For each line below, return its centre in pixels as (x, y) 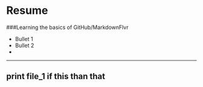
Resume (27, 11)
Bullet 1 (24, 39)
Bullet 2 (24, 45)
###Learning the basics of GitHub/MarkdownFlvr (67, 27)
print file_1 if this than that (56, 76)
